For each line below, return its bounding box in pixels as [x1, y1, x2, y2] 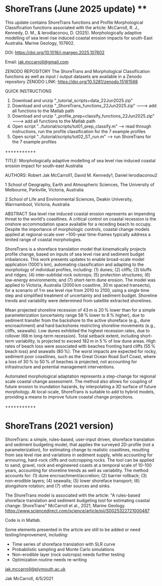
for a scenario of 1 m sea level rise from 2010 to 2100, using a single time [5, 287, 150, 293]
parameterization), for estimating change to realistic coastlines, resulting [5, 447, 149, 452]
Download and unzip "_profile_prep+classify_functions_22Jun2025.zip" [12, 113, 155, 119]
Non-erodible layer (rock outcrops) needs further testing [12, 552, 125, 557]
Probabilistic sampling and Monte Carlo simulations [12, 546, 115, 552]
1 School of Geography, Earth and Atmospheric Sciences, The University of [5, 181, 155, 188]
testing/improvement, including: [5, 532, 69, 537]
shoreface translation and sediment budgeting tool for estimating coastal [5, 497, 150, 503]
